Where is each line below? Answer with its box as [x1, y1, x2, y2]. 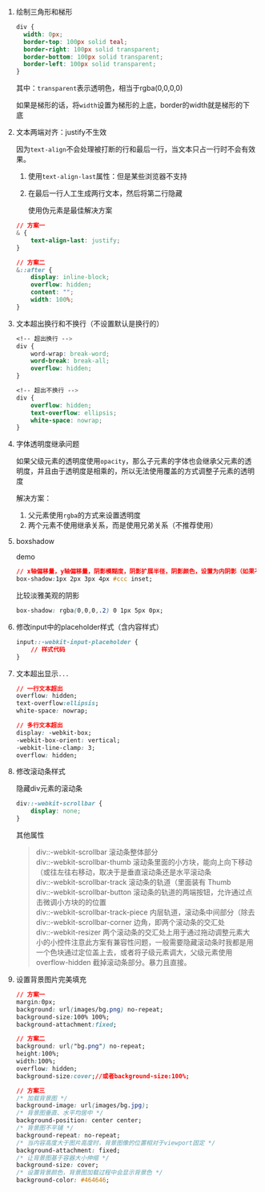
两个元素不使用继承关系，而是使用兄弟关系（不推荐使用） [27, 521, 218, 530]
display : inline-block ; [30, 274, 110, 282]
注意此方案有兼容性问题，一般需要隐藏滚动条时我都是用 [70, 938, 254, 947]
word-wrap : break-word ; [30, 350, 110, 358]
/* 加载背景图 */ [15, 1094, 68, 1102]
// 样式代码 [30, 645, 66, 654]
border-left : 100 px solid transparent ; [23, 60, 157, 68]
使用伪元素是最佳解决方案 [27, 205, 113, 215]
